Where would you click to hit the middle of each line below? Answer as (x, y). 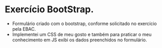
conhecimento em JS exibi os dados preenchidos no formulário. (79, 40)
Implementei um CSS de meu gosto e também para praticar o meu (82, 34)
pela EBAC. (24, 29)
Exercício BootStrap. (49, 9)
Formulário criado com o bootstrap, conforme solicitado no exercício (84, 23)
